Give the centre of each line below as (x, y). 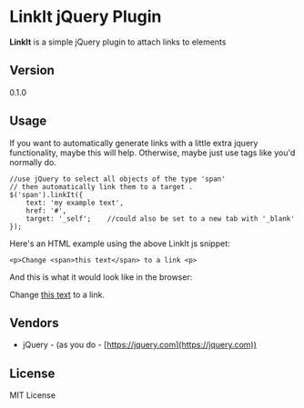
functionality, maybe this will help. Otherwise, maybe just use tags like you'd (152, 153)
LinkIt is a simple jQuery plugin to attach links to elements (118, 42)
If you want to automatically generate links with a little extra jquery (134, 143)
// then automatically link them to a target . (101, 187)
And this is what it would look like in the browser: (101, 277)
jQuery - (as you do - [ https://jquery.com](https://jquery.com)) (140, 345)
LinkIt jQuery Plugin (86, 17)
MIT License (33, 395)
